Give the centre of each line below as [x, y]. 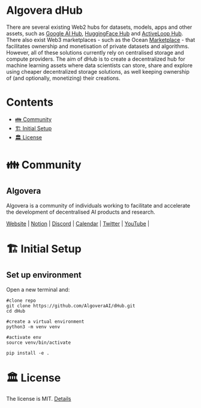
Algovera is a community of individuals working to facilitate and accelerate [98, 205]
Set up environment [44, 275]
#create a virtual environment [45, 322]
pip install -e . [28, 353]
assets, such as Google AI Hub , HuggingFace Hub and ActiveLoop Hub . [95, 33]
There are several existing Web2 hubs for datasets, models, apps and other [99, 27]
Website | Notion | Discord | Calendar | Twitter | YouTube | [78, 223]
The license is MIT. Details [39, 398]
